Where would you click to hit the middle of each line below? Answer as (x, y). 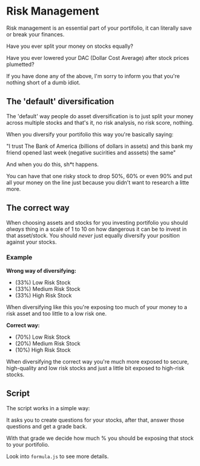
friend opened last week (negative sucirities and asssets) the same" (91, 152)
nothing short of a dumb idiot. (43, 82)
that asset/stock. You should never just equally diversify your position (93, 235)
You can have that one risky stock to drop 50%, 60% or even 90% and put (99, 176)
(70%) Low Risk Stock (43, 337)
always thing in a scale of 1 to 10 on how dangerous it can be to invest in (96, 229)
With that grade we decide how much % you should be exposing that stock (100, 438)
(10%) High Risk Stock (43, 350)
